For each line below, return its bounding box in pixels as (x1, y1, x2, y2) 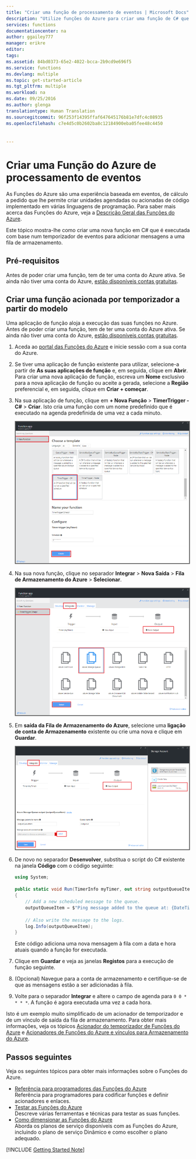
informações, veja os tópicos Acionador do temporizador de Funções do (6, 1023, 180, 1030)
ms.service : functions (6, 65, 61, 71)
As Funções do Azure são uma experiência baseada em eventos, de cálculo (6, 191, 188, 198)
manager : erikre (6, 40, 45, 46)
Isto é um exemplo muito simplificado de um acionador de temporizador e (6, 1010, 184, 1017)
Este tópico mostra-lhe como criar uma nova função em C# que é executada (6, 227, 190, 234)
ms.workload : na (6, 89, 45, 96)
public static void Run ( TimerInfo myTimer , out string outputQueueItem (14, 887, 192, 892)
